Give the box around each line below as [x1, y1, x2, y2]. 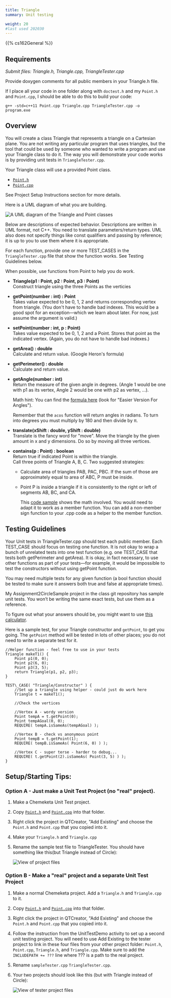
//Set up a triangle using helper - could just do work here [14, 687, 147, 692]
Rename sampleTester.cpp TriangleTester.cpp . [12, 962, 111, 968]
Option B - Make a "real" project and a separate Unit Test [5, 872, 149, 879]
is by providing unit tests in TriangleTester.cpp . [5, 156, 105, 163]
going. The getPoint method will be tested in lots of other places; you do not [5, 632, 165, 638]
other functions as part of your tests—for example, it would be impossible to [5, 560, 165, 566]
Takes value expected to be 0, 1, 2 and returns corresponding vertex [12, 298, 156, 304]
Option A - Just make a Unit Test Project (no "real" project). [5, 788, 155, 794]
